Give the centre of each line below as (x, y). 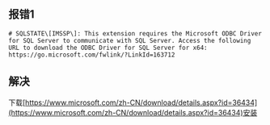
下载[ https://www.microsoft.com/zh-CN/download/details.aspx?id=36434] (133, 102)
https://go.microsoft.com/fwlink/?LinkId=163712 (92, 55)
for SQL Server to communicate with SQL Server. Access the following (130, 40)
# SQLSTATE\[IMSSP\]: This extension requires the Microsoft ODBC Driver (135, 33)
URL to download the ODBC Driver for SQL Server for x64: (108, 48)
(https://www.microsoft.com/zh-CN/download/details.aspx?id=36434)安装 (133, 112)
